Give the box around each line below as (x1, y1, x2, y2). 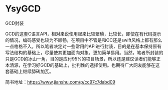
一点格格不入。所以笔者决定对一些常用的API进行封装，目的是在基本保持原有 (5, 43, 162, 49)
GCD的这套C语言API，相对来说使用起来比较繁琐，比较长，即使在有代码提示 (5, 30, 161, 36)
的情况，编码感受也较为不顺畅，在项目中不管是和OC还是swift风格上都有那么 (5, 37, 162, 43)
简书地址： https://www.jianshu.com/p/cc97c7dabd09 (5, 78, 116, 85)
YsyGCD (5, 3, 41, 14)
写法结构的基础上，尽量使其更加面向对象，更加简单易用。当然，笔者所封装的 (5, 49, 163, 55)
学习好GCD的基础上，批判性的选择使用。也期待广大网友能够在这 (27, 62, 160, 68)
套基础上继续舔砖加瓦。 (5, 68, 54, 74)
